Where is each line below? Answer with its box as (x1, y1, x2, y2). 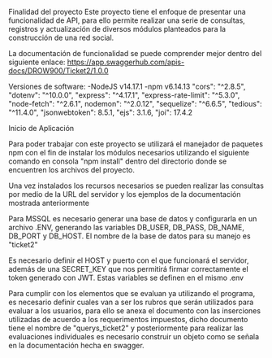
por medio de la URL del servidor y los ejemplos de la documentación (8, 190, 241, 199)
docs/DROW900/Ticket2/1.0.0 (8, 66, 109, 76)
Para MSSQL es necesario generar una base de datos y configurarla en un (8, 214, 257, 223)
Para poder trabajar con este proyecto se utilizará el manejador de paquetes (8, 139, 264, 149)
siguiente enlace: (8, 57, 66, 67)
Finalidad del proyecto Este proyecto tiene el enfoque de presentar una (8, 7, 246, 16)
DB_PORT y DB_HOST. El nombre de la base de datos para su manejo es (8, 231, 251, 241)
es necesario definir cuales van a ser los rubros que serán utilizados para (8, 297, 254, 307)
